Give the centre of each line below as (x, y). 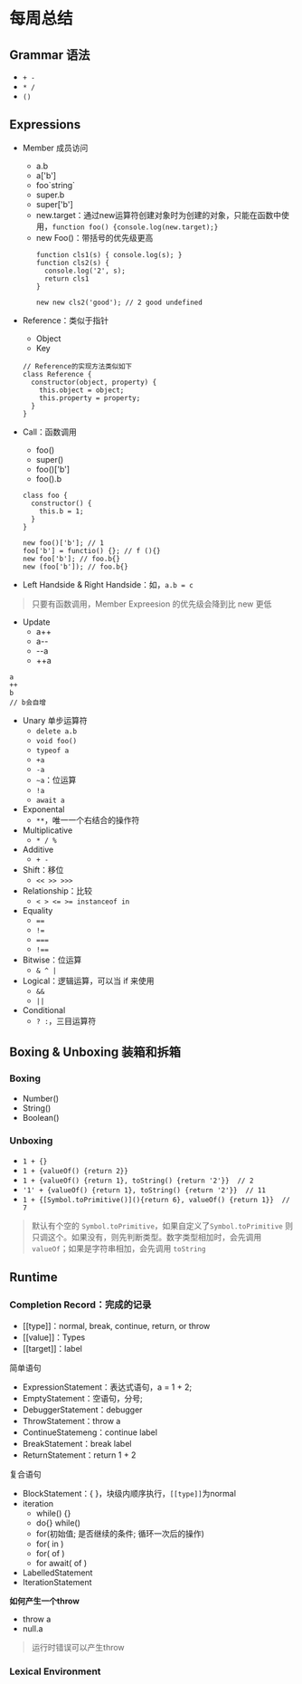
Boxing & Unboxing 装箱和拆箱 (95, 1052)
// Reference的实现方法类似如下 (77, 366)
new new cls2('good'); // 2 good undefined (119, 302)
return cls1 (66, 278)
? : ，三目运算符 (66, 1020)
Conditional (44, 1009)
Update (36, 622)
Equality (38, 910)
